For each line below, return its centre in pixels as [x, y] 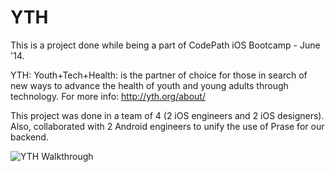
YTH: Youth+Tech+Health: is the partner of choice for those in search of [159, 75]
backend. [29, 137]
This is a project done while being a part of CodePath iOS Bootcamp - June [165, 45]
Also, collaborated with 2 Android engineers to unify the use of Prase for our [167, 126]
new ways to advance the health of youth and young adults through [149, 85]
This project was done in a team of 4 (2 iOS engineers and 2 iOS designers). [167, 115]
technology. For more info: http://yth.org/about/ [108, 96]
